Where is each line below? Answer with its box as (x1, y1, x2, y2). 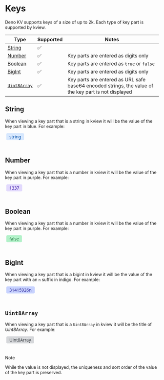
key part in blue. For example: (5, 123, 65, 129)
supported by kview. (5, 24, 46, 30)
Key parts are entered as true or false (67, 60, 155, 67)
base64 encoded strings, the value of (67, 82, 154, 89)
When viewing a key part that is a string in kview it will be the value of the (5, 118, 153, 124)
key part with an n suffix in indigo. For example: (5, 277, 100, 282)
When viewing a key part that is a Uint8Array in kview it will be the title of (5, 322, 152, 327)
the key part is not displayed (67, 88, 132, 95)
